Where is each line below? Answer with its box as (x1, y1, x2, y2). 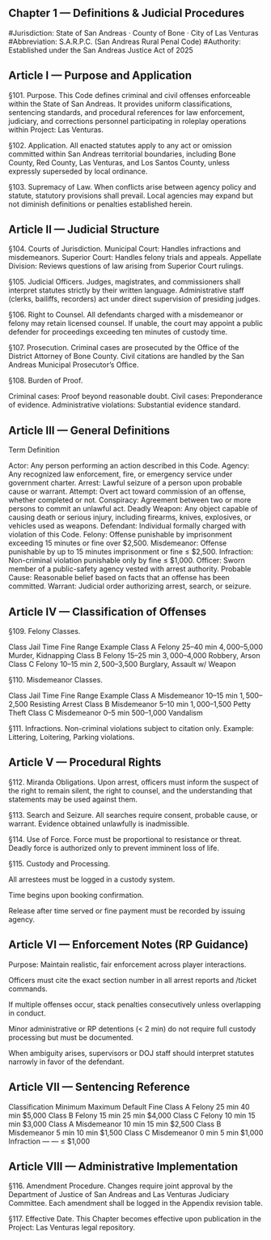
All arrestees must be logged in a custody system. (8, 874, 176, 884)
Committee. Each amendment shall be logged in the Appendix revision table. (8, 1199, 263, 1208)
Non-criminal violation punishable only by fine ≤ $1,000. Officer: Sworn (8, 555, 245, 566)
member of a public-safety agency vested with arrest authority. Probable (8, 564, 252, 574)
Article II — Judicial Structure (8, 223, 160, 237)
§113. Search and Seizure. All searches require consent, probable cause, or (8, 810, 258, 819)
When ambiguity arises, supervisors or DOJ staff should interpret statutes (8, 1048, 255, 1058)
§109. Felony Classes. (8, 626, 81, 636)
